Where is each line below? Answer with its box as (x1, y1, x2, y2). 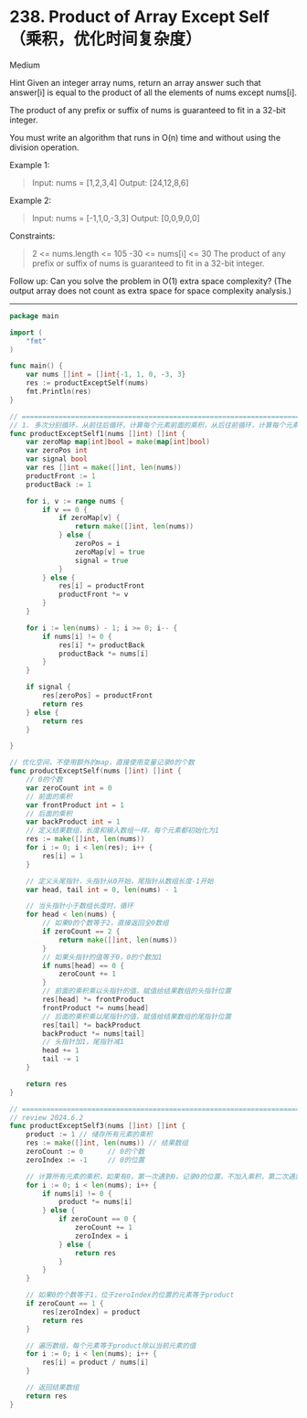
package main (9, 311, 59, 321)
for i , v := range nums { (26, 496, 125, 506)
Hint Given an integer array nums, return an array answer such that (9, 77, 262, 88)
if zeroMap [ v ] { (58, 514, 121, 523)
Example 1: (9, 159, 50, 170)
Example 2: (9, 195, 52, 206)
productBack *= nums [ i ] (58, 649, 149, 658)
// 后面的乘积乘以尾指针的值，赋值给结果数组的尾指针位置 (42, 1012, 231, 1021)
